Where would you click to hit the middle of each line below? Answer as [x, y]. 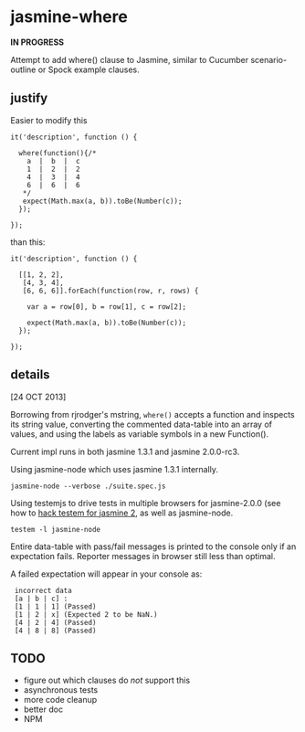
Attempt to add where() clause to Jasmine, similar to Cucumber [130, 59]
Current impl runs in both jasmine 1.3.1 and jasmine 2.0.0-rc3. [125, 451]
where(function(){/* [58, 153]
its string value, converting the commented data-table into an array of [142, 424]
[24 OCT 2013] [38, 397]
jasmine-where [69, 17]
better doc [43, 709]
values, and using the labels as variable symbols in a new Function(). [139, 434]
